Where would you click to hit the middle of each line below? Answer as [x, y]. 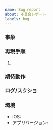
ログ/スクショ [21, 91]
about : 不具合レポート [26, 14]
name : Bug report [23, 10]
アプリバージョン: [30, 122]
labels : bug [17, 19]
